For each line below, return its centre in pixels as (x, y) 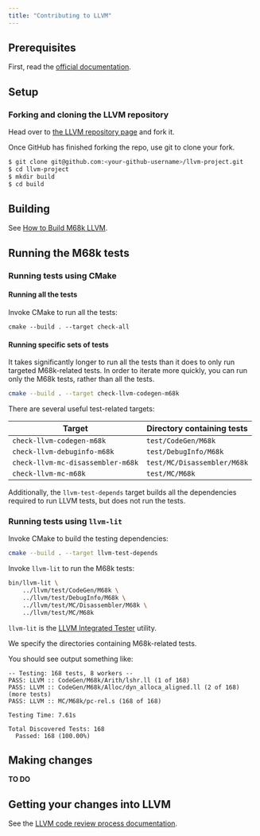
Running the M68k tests (69, 253)
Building (29, 209)
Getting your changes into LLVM (89, 804)
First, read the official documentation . (70, 67)
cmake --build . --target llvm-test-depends (83, 554)
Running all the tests (43, 294)
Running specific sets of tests (58, 344)
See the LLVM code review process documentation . (93, 823)
